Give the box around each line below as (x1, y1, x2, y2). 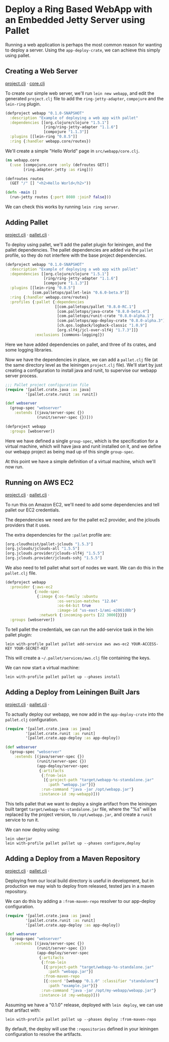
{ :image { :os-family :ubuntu (37, 594, 98, 599)
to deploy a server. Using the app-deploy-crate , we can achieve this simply (5, 47, 160, 53)
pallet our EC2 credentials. (5, 507, 60, 513)
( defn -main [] (5, 190, 37, 195)
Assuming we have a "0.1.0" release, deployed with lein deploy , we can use (5, 1002, 163, 1008)
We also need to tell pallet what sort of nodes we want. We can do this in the (5, 565, 164, 570)
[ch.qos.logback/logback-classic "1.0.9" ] (57, 323, 147, 328)
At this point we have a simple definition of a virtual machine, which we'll (5, 458, 156, 465)
